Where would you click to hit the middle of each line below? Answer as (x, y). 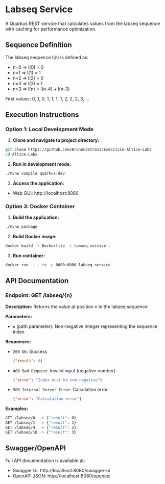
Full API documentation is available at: (45, 461)
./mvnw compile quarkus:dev (35, 174)
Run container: (29, 256)
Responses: (18, 341)
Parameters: (19, 316)
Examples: (17, 409)
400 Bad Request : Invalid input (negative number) (64, 370)
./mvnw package (21, 227)
